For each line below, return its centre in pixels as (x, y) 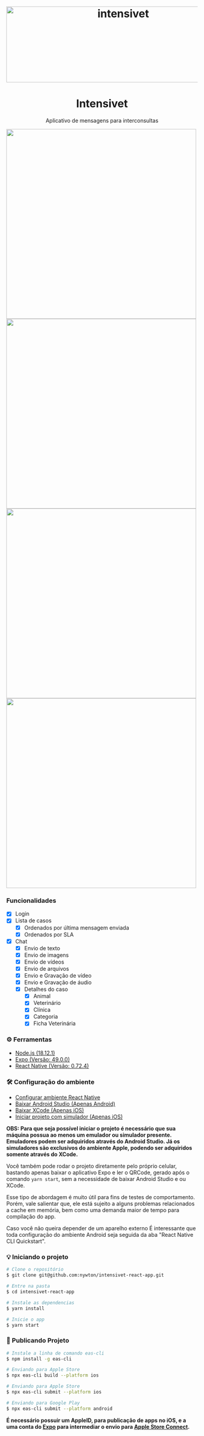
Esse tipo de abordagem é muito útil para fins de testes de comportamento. (101, 1197)
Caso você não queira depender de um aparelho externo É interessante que (101, 1228)
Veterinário (47, 1003)
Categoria (46, 1016)
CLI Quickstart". (26, 1241)
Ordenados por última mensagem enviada (76, 927)
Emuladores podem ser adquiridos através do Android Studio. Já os (93, 1142)
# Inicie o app (25, 1319)
